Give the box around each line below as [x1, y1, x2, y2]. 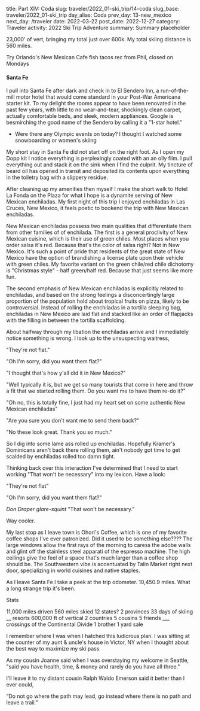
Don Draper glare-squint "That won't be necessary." [6, 506, 135, 513]
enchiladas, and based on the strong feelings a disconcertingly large [6, 291, 175, 299]
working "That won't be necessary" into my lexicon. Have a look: [6, 471, 166, 478]
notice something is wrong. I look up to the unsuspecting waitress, [6, 335, 170, 342]
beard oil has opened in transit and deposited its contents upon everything [6, 168, 190, 175]
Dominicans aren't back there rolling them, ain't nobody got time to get [6, 446, 180, 454]
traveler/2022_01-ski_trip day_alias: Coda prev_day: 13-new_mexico [6, 11, 172, 19]
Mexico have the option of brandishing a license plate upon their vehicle [6, 254, 184, 262]
